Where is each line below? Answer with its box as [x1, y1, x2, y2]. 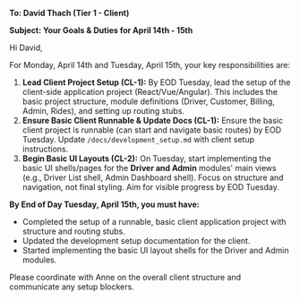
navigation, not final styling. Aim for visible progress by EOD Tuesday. [21, 182, 279, 192]
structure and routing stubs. [21, 226, 125, 236]
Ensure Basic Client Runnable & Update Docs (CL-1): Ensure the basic [21, 116, 284, 125]
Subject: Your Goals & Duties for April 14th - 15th [9, 25, 193, 35]
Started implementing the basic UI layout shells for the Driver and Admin [21, 245, 289, 255]
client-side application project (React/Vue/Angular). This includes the [21, 87, 278, 97]
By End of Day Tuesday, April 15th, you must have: [9, 199, 200, 210]
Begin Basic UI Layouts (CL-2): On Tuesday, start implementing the [21, 153, 271, 164]
